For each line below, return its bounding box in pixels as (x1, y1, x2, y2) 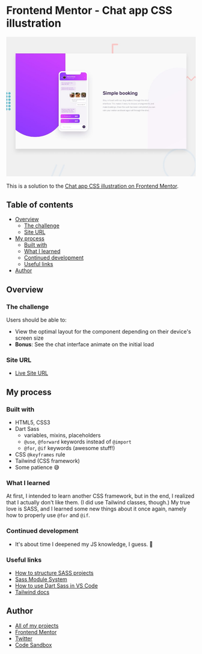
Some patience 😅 (14, 464, 60, 471)
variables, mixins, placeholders (23, 432, 101, 439)
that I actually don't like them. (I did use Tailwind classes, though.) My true (6, 499, 191, 506)
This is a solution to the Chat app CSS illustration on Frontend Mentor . (6, 182, 179, 189)
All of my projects (14, 622, 59, 629)
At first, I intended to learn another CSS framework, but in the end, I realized (6, 492, 195, 500)
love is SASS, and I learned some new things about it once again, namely (6, 505, 187, 513)
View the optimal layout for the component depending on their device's (14, 328, 191, 335)
